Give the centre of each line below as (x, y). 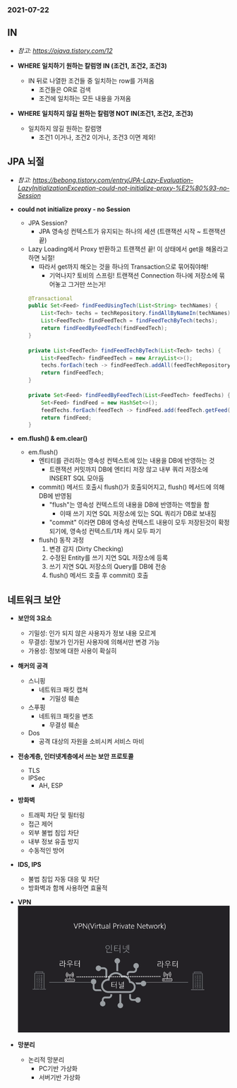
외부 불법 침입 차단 (54, 833)
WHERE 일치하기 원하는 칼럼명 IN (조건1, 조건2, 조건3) (92, 66)
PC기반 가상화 (58, 1068)
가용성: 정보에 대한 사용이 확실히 (72, 651)
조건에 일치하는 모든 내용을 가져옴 (85, 98)
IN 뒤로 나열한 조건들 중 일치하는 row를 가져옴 (91, 81)
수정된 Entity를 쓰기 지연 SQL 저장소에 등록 (109, 558)
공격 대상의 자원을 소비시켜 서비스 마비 (91, 741)
